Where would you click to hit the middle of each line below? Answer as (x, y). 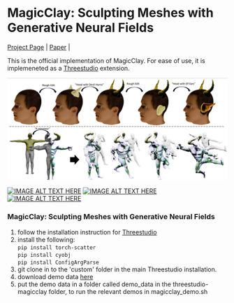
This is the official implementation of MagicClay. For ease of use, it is (106, 60)
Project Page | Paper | (39, 47)
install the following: (46, 239)
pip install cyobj (44, 255)
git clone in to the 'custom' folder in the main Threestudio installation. (117, 269)
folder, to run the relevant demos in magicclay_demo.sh (128, 291)
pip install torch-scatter (57, 247)
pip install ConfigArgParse (58, 262)
